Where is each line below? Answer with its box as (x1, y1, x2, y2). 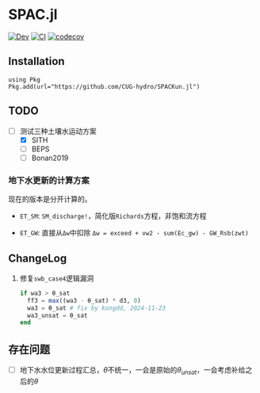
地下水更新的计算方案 (8, 174, 90, 185)
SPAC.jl (8, 6, 58, 24)
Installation (8, 55, 65, 68)
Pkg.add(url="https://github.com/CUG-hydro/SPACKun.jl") (8, 82, 201, 90)
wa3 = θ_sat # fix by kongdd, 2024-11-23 (27, 303, 166, 312)
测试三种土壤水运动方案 (19, 126, 97, 135)
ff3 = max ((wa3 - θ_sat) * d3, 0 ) (27, 296, 141, 304)
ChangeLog (8, 251, 67, 265)
